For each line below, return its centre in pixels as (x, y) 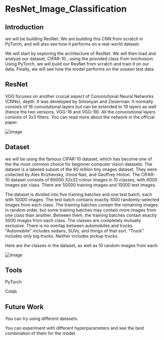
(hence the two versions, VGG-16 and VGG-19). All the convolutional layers (80, 112)
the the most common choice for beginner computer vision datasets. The (79, 164)
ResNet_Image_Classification (66, 9)
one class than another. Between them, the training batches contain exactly (81, 215)
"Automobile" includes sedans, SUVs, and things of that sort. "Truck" (75, 230)
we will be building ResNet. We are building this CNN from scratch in (74, 39)
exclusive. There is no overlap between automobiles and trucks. (70, 226)
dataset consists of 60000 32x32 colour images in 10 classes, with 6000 (84, 180)
